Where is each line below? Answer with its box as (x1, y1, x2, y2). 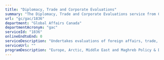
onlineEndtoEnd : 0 (5, 34, 42, 39)
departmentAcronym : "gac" (5, 25, 58, 30)
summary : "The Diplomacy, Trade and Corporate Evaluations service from (5, 12, 156, 16)
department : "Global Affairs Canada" (5, 20, 82, 26)
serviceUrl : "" (5, 43, 36, 48)
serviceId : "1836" (5, 30, 42, 34)
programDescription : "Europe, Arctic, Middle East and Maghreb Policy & (5, 47, 156, 52)
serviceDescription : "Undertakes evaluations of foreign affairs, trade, (5, 39, 159, 44)
